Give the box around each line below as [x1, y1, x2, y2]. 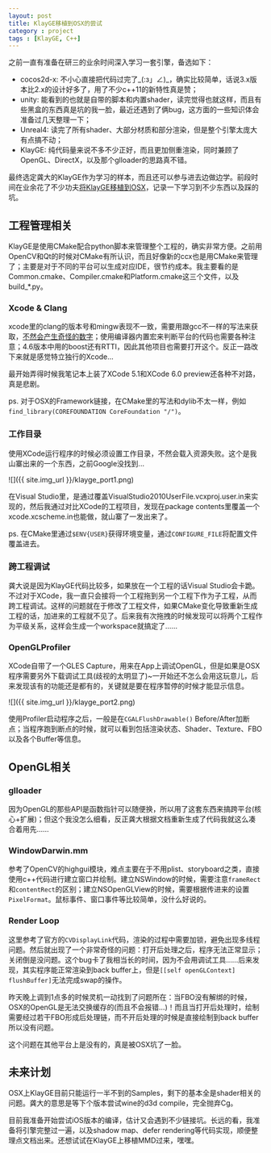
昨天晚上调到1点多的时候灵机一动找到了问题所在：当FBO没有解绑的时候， [8, 992, 252, 1001]
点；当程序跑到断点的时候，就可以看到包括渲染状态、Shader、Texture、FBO [8, 724, 263, 734]
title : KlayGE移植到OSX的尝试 [8, 19, 102, 27]
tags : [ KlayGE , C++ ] [8, 34, 81, 43]
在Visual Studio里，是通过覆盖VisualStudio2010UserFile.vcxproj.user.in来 [8, 491, 252, 501]
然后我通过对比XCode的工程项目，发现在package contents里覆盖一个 [29, 501, 261, 511]
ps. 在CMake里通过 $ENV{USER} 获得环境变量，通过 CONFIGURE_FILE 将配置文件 [8, 528, 258, 538]
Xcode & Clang [8, 302, 68, 313]
